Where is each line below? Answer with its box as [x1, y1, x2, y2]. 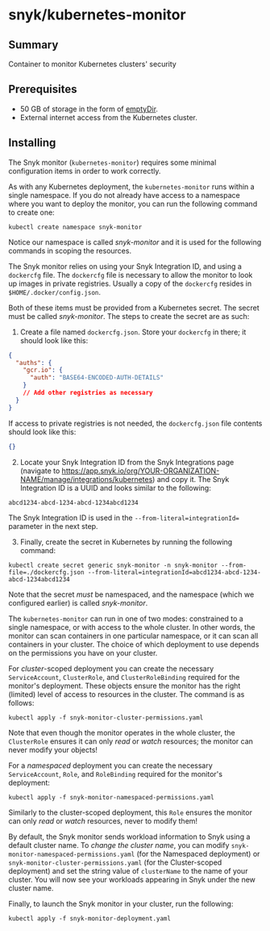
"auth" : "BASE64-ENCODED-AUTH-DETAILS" [29, 374, 164, 382]
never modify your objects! [8, 744, 98, 754]
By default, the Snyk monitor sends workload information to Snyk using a [8, 832, 251, 841]
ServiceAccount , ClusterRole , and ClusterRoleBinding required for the [8, 672, 240, 681]
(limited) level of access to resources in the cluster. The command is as [8, 689, 245, 699]
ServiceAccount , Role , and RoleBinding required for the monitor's [8, 769, 223, 778]
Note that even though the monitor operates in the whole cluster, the [8, 728, 235, 737]
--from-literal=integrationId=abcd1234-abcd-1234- [87, 568, 262, 577]
